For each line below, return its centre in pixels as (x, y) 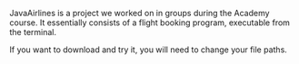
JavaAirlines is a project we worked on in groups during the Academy (140, 13)
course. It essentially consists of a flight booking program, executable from (150, 23)
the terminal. (33, 32)
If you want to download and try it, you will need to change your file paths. (149, 50)
